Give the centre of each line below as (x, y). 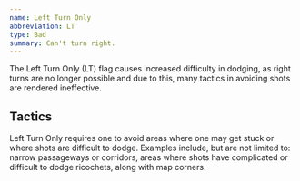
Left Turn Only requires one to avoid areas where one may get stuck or (142, 138)
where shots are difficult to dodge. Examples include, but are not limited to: (150, 148)
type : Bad (28, 34)
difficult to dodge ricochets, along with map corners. (108, 167)
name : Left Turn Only (50, 18)
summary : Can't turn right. (63, 43)
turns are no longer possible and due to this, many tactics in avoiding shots (150, 79)
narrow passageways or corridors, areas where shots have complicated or (149, 157)
